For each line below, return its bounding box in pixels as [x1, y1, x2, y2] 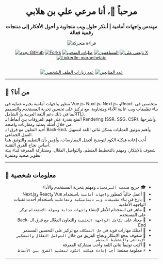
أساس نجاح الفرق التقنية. [5, 142, 50, 148]
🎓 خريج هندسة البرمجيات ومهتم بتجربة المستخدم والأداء [42, 184, 146, 190]
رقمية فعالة [69, 29, 94, 36]
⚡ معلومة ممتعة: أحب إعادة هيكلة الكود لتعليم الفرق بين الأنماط [17, 247, 146, 253]
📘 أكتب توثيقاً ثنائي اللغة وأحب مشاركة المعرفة [62, 242, 146, 248]
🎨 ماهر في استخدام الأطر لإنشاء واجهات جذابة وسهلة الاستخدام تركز [19, 207, 146, 213]
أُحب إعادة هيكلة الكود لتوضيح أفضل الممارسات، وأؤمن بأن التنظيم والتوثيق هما [5, 137, 147, 143]
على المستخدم [119, 212, 146, 218]
